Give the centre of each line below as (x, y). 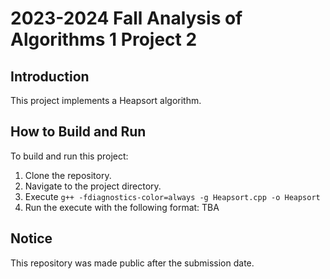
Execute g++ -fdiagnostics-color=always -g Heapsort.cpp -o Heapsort (172, 196)
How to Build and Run (78, 132)
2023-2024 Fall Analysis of (126, 18)
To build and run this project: (69, 156)
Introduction (50, 76)
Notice (31, 238)
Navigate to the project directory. (93, 186)
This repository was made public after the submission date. (132, 263)
